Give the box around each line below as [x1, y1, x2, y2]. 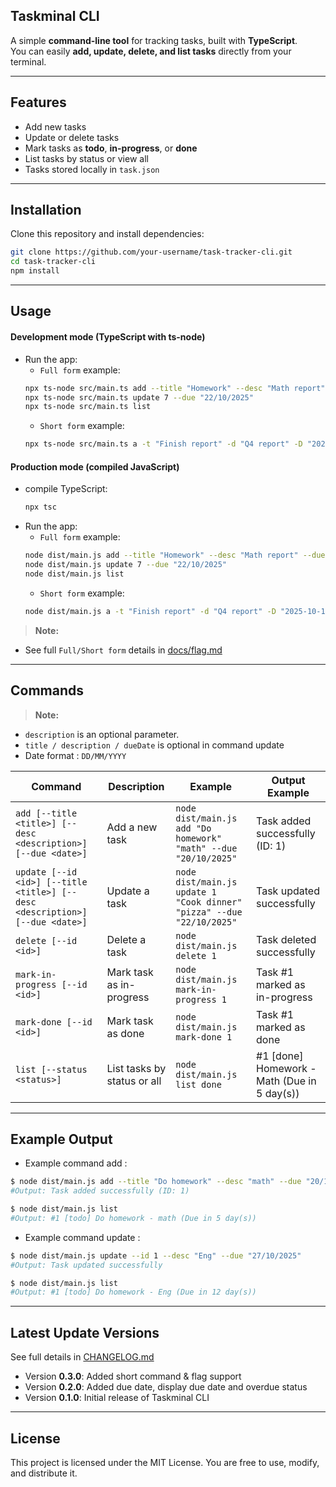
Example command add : [24, 1157, 128, 1169]
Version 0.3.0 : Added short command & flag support [24, 1370, 242, 1383]
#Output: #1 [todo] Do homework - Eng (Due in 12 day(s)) [10, 1287, 257, 1298]
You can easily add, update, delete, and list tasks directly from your [10, 45, 292, 57]
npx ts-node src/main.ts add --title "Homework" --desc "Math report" [24, 383, 326, 393]
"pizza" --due [175, 906, 243, 918]
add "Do [175, 822, 212, 834]
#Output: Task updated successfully [10, 1260, 163, 1270]
